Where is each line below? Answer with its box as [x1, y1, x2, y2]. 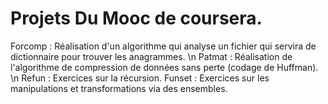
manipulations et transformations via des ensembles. [10, 82, 228, 94]
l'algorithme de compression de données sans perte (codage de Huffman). [10, 61, 319, 73]
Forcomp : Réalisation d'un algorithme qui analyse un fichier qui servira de [10, 40, 317, 52]
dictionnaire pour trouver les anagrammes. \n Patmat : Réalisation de [10, 50, 293, 62]
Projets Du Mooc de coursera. [10, 7, 263, 30]
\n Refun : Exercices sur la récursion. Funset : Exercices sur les [10, 72, 270, 84]
